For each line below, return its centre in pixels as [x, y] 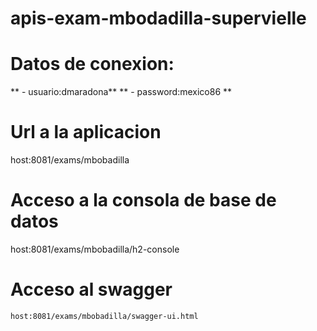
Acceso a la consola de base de [143, 200]
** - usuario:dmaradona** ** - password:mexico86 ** [121, 92]
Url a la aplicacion [86, 132]
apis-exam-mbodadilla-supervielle [158, 18]
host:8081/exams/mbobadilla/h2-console [95, 249]
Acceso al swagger [91, 289]
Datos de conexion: [92, 64]
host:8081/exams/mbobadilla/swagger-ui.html [104, 316]
